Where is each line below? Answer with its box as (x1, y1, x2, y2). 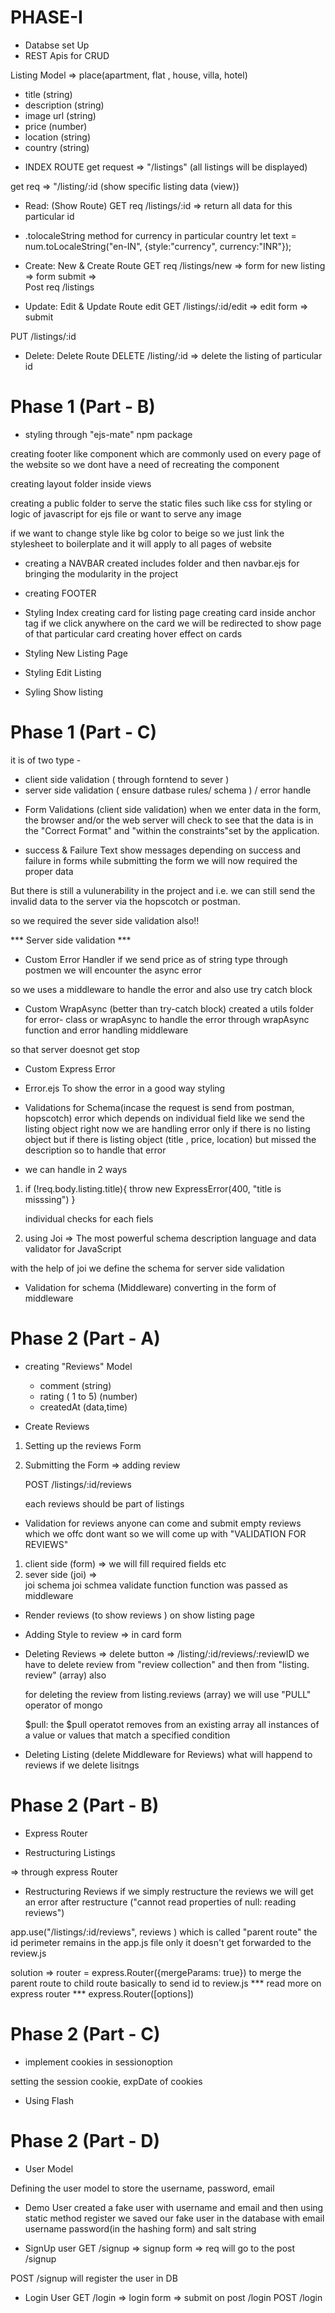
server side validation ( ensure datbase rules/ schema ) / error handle (24, 784, 312, 796)
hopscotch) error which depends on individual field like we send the (24, 1112, 305, 1124)
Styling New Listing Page (24, 647, 129, 659)
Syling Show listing (24, 686, 104, 698)
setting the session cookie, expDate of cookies (10, 2075, 203, 2087)
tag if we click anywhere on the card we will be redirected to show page (24, 617, 322, 629)
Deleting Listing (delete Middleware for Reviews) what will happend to (24, 1748, 313, 1760)
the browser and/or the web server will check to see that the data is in (24, 814, 314, 826)
